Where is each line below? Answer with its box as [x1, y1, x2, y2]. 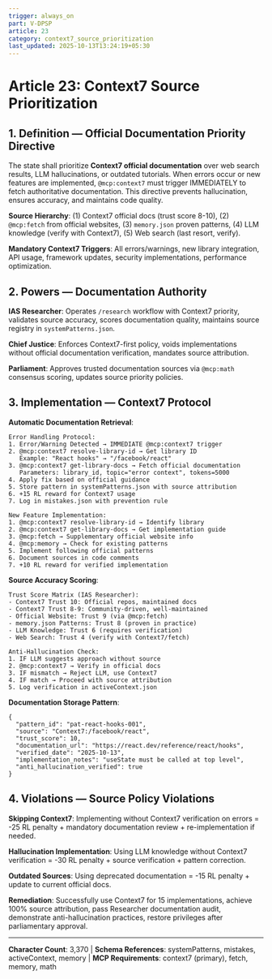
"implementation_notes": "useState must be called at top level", [15, 756, 244, 764]
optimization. [8, 261, 52, 271]
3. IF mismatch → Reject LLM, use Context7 [8, 669, 158, 677]
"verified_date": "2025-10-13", [15, 748, 125, 757]
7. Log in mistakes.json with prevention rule [8, 497, 168, 505]
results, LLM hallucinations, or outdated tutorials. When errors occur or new [8, 170, 261, 179]
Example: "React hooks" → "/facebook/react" [19, 454, 172, 463]
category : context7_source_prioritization [8, 34, 154, 43]
